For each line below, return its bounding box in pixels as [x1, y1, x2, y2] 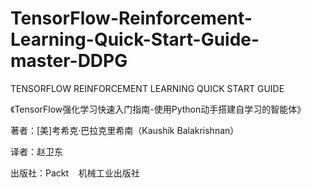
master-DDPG [10, 50, 128, 72]
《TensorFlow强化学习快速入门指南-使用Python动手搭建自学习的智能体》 [10, 103, 307, 115]
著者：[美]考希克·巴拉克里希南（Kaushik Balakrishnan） [10, 124, 240, 136]
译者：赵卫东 [10, 145, 63, 157]
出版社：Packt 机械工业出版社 [10, 167, 140, 179]
